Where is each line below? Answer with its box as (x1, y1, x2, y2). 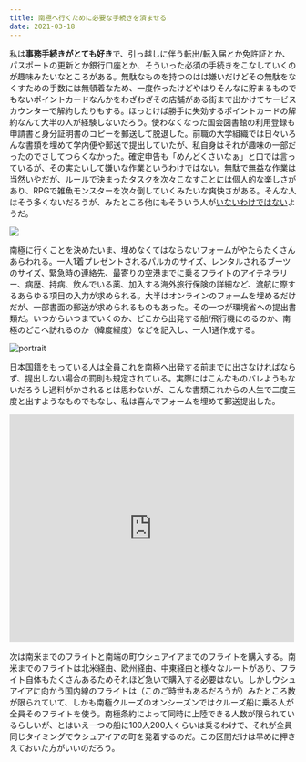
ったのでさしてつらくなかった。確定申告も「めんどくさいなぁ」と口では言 (9, 151, 289, 162)
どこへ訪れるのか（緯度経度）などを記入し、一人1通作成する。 (25, 324, 260, 335)
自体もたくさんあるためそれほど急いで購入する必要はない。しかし (25, 673, 273, 684)
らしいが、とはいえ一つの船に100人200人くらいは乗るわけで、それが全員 (16, 719, 293, 730)
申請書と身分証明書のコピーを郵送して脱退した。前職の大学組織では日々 (9, 128, 280, 139)
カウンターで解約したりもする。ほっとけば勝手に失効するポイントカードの (9, 105, 289, 116)
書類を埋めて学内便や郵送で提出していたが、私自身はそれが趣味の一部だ (25, 139, 297, 151)
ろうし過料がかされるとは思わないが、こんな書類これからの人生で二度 (25, 384, 289, 395)
